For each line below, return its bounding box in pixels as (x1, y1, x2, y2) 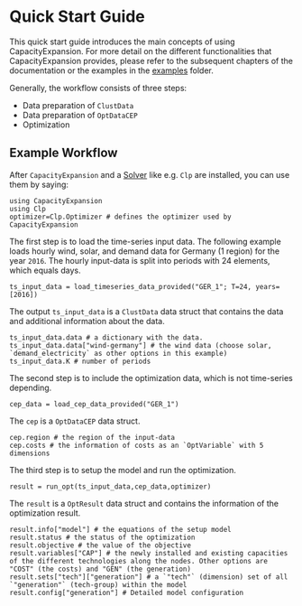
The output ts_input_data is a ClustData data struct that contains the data (9, 305, 284, 317)
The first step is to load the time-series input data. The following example (9, 236, 281, 247)
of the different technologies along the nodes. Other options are (9, 556, 269, 565)
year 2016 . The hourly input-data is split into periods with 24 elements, (9, 255, 270, 266)
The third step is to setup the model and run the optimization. (9, 464, 237, 475)
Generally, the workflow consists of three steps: (9, 82, 188, 93)
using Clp (9, 204, 47, 213)
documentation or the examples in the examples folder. (9, 65, 215, 76)
